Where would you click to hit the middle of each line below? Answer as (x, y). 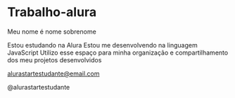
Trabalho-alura (52, 12)
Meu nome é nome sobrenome (52, 31)
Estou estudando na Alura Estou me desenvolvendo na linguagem (103, 45)
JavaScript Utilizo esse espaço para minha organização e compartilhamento (118, 52)
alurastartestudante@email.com (53, 73)
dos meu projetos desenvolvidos (55, 59)
